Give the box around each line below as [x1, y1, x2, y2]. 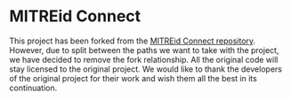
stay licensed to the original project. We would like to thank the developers [9, 64, 283, 74]
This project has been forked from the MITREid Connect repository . [9, 35, 256, 46]
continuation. [9, 82, 58, 93]
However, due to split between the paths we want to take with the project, [9, 44, 279, 55]
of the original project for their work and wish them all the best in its [9, 73, 258, 83]
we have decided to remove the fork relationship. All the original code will [9, 54, 279, 65]
